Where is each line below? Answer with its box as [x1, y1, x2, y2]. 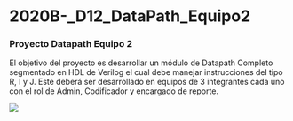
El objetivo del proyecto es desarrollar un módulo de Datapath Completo [9, 57, 273, 68]
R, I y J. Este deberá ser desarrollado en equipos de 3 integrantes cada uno [9, 77, 285, 87]
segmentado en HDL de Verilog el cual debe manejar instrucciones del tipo [9, 67, 283, 78]
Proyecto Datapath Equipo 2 [9, 38, 133, 50]
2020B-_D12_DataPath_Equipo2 [9, 6, 251, 26]
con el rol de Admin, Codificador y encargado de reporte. [9, 86, 219, 96]
